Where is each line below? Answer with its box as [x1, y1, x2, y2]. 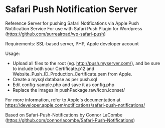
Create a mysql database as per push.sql [12, 76, 97, 82]
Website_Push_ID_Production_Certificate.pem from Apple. [12, 71, 132, 77]
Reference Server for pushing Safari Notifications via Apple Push [5, 20, 139, 26]
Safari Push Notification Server [5, 4, 138, 15]
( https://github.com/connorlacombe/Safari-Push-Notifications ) [5, 117, 135, 123]
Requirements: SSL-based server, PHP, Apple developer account [5, 40, 139, 46]
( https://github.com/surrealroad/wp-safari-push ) [5, 31, 106, 37]
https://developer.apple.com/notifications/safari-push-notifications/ [5, 102, 145, 108]
